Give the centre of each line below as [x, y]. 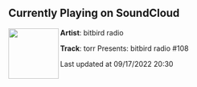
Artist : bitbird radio [92, 32]
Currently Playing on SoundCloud [94, 13]
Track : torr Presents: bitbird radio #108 [124, 48]
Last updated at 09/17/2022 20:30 [117, 64]
